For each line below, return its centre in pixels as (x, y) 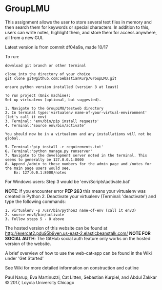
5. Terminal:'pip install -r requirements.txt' (54, 147)
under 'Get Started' (24, 258)
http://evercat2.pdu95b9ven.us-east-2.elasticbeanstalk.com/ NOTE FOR (78, 233)
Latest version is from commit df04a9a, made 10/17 (57, 47)
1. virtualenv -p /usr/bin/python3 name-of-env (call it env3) (71, 210)
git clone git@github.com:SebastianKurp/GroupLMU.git (61, 78)
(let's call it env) (26, 117)
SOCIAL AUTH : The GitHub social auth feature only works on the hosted (78, 238)
